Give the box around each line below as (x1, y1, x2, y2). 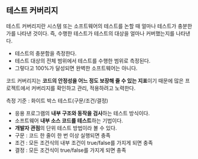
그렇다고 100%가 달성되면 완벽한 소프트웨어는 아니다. (14, 64, 138, 72)
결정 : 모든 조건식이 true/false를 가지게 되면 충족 (14, 147, 126, 154)
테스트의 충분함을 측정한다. (14, 50, 77, 57)
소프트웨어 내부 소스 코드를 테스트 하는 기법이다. (14, 117, 124, 124)
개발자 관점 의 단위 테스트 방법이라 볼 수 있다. (14, 124, 117, 131)
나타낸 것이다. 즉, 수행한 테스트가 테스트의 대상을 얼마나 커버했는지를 (17, 30, 175, 37)
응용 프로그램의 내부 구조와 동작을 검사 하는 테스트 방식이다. (14, 109, 150, 116)
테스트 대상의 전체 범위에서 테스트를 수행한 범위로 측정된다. (14, 57, 151, 64)
